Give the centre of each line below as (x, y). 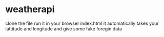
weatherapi (30, 9)
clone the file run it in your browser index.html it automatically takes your (82, 23)
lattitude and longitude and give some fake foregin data (64, 28)
